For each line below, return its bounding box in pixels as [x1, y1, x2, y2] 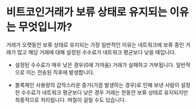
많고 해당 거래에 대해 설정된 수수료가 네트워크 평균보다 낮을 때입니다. [17, 48, 176, 55]
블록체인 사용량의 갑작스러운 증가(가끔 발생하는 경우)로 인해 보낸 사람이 [14, 81, 180, 88]
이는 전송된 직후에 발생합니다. [26, 68, 95, 76]
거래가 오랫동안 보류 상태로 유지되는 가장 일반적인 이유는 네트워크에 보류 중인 [6, 41, 185, 48]
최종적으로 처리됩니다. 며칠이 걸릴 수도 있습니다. [14, 96, 127, 103]
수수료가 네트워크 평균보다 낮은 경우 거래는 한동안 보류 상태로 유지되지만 [21, 89, 189, 96]
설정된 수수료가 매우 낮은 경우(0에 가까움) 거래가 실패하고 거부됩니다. [14, 61, 175, 68]
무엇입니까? [18, 20, 73, 34]
